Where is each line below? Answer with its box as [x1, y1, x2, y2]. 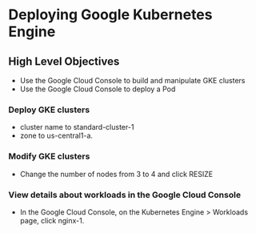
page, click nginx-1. [19, 215, 85, 225]
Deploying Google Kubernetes [8, 6, 213, 24]
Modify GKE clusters [8, 151, 90, 162]
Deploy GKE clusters [8, 104, 90, 115]
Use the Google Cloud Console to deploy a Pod [19, 84, 176, 94]
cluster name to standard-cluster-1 [19, 123, 134, 132]
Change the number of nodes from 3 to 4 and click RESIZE [19, 169, 214, 179]
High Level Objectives [8, 54, 120, 68]
